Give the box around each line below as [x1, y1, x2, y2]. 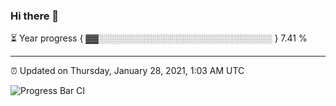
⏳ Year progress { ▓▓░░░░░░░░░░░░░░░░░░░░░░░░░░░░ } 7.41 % [10, 32, 308, 44]
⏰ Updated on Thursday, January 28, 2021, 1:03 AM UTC [10, 65, 245, 77]
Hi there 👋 [10, 9, 60, 23]
